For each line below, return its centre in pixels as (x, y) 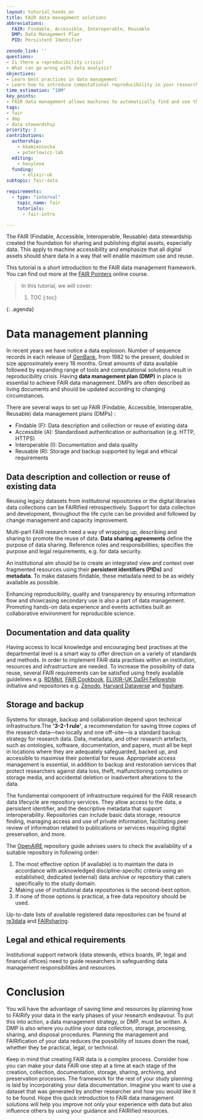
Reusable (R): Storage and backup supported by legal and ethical (96, 452)
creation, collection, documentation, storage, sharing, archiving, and (91, 1072)
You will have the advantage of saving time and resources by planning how (99, 1008)
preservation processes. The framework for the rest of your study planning (99, 1078)
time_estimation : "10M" (36, 91)
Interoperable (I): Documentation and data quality (76, 445)
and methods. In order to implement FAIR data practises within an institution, (101, 660)
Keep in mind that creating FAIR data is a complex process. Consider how (98, 1059)
